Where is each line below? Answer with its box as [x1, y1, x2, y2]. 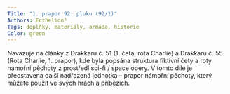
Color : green [7, 29, 46, 37]
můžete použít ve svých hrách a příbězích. [7, 79, 130, 88]
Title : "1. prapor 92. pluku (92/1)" [7, 10, 118, 18]
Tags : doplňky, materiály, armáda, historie [7, 23, 140, 30]
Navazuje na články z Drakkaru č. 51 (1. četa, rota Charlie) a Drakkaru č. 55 [7, 49, 223, 58]
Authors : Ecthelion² [7, 17, 68, 24]
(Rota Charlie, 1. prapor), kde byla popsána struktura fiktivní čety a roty [7, 57, 212, 65]
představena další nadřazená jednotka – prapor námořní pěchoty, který [7, 72, 212, 80]
